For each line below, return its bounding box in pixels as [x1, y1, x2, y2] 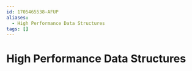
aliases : [6, 15, 29, 21]
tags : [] [6, 25, 29, 32]
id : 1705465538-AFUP [6, 8, 59, 15]
